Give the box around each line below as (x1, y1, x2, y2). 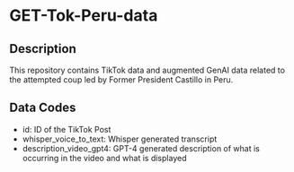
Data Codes (9, 100, 76, 116)
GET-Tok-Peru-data (9, 5, 158, 26)
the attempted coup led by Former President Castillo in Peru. (9, 74, 234, 85)
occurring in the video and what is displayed (22, 152, 187, 163)
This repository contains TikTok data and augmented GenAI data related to (9, 64, 286, 75)
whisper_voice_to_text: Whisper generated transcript (22, 133, 218, 144)
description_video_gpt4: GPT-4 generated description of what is (22, 142, 261, 153)
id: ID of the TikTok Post (22, 124, 111, 134)
